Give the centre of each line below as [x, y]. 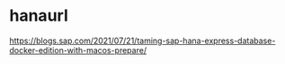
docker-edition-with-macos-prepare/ [78, 50]
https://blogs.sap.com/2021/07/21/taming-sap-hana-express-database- [142, 41]
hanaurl [39, 16]
